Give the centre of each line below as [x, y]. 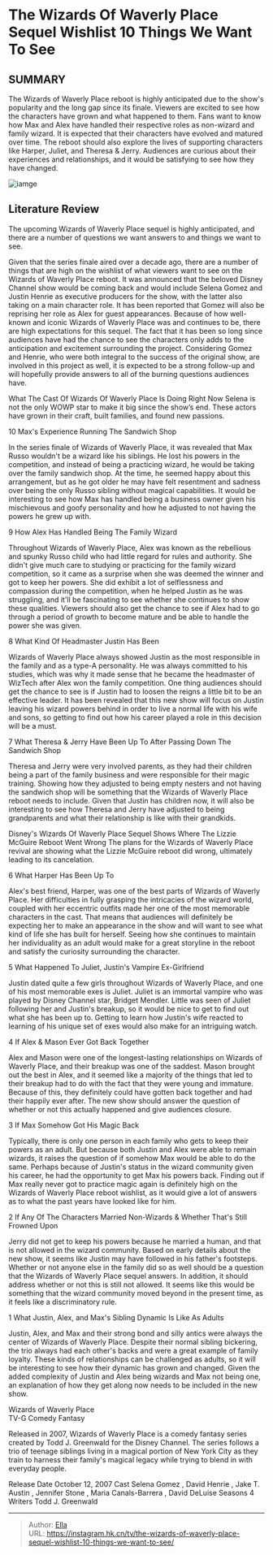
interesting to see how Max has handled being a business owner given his [132, 499]
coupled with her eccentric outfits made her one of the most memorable [129, 908]
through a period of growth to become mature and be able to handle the [129, 617]
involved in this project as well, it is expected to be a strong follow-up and [132, 365]
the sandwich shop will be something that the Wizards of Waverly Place [128, 792]
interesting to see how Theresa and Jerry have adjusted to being [117, 809]
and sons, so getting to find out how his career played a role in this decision [135, 717]
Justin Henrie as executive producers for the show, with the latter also [126, 296]
